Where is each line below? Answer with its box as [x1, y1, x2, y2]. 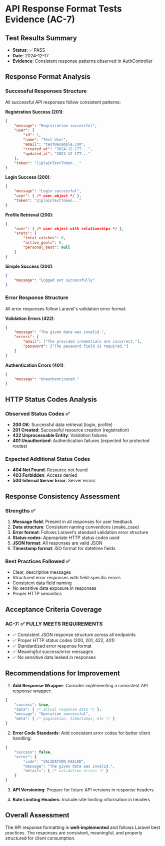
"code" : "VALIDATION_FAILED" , [23, 759, 86, 764]
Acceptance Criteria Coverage [5, 605, 102, 613]
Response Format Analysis [5, 72, 91, 81]
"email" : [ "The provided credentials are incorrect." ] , [23, 339, 142, 344]
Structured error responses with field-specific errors [12, 575, 121, 581]
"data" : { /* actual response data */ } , [14, 707, 101, 712]
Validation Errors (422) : [5, 315, 55, 322]
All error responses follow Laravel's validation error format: [5, 305, 126, 311]
